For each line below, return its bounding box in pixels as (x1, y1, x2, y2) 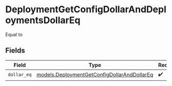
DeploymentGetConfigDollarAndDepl (5, 4, 166, 15)
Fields (5, 46, 26, 55)
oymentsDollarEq (5, 14, 81, 26)
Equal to (5, 31, 23, 37)
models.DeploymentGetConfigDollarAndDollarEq (36, 71, 154, 78)
